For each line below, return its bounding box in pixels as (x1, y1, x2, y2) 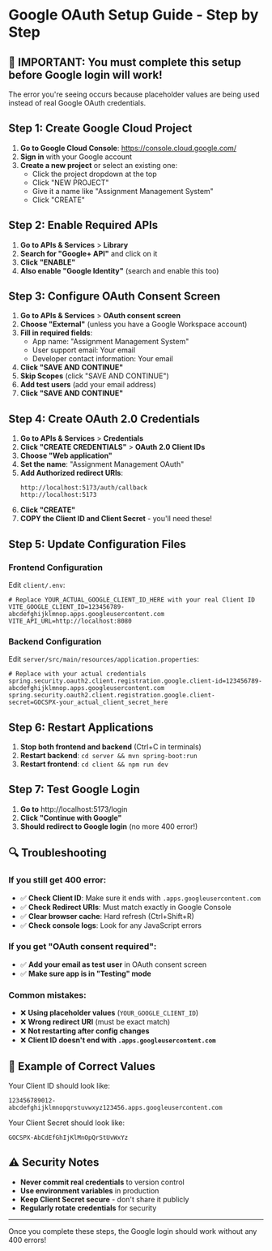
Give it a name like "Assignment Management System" (32, 186, 215, 196)
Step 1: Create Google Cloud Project (8, 122, 193, 136)
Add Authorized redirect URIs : (19, 468, 124, 478)
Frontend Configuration (8, 562, 104, 573)
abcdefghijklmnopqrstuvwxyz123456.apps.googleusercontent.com (8, 1103, 223, 1111)
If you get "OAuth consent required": (8, 941, 157, 952)
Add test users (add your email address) (19, 380, 156, 390)
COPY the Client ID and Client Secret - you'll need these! (19, 514, 213, 524)
